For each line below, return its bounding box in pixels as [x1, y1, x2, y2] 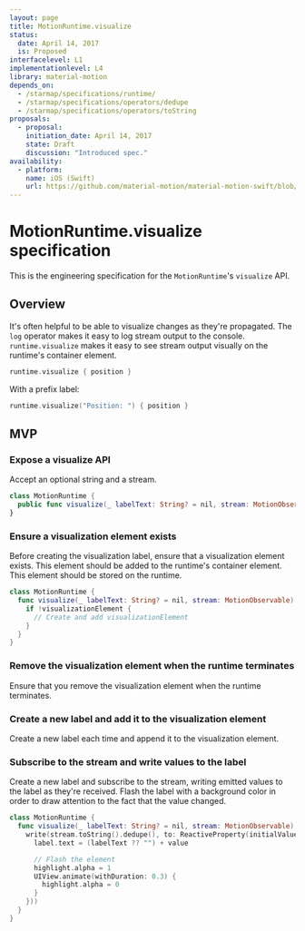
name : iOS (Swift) [25, 173, 95, 182]
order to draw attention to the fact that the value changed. [9, 796, 227, 807]
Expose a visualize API [9, 453, 111, 465]
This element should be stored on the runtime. [9, 570, 182, 581]
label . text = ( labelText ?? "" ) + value [33, 838, 189, 848]
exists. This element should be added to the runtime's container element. [9, 560, 283, 572]
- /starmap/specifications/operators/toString [17, 106, 197, 115]
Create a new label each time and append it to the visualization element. [9, 732, 280, 744]
